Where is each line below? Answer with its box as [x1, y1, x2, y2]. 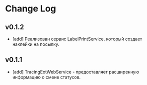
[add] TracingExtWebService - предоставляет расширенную [12, 69, 140, 75]
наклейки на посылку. [12, 41, 60, 47]
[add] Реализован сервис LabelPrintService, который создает [12, 36, 143, 42]
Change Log [5, 3, 56, 14]
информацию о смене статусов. [12, 74, 81, 80]
